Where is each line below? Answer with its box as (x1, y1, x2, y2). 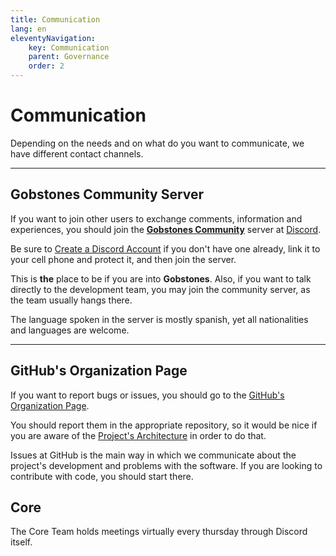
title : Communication (10, 14, 101, 25)
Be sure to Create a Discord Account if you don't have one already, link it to (10, 242, 321, 255)
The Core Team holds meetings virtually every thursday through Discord (10, 526, 308, 538)
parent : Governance (28, 52, 110, 62)
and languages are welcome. (10, 324, 130, 336)
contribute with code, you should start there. (10, 470, 194, 482)
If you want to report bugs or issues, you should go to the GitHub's (10, 389, 285, 401)
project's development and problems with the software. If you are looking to (10, 459, 323, 471)
